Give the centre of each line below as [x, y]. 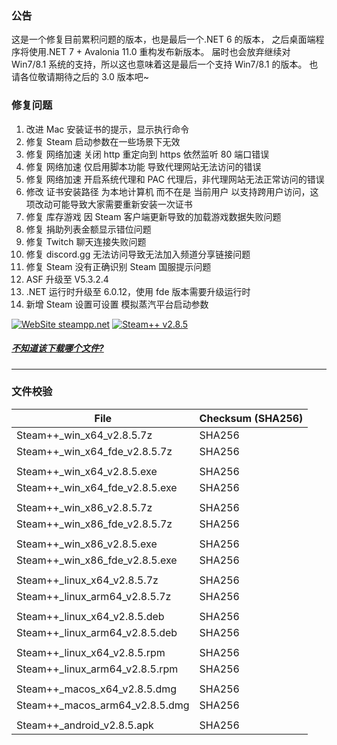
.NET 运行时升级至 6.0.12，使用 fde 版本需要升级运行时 [138, 291]
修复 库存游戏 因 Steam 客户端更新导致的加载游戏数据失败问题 [153, 216]
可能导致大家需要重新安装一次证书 [122, 204]
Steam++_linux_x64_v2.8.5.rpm [91, 652]
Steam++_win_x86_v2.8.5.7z [84, 507]
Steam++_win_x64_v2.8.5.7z [84, 435]
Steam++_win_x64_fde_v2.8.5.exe [97, 487]
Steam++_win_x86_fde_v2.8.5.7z [94, 524]
